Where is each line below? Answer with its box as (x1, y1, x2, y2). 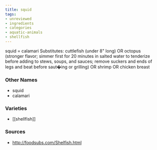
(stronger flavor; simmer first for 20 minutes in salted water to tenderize (5, 53, 151, 59)
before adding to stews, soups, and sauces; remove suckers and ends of (5, 58, 153, 64)
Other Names (5, 76, 38, 83)
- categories (5, 25, 32, 30)
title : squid (5, 7, 32, 12)
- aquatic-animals (5, 30, 43, 35)
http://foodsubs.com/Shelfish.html (12, 139, 82, 145)
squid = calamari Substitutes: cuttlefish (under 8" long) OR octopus (5, 48, 141, 54)
